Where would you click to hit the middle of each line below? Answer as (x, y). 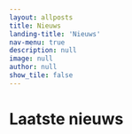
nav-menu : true (37, 42)
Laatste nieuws (66, 118)
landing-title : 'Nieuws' (55, 34)
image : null (31, 59)
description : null (43, 51)
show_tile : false (41, 75)
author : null (33, 67)
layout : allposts (41, 17)
